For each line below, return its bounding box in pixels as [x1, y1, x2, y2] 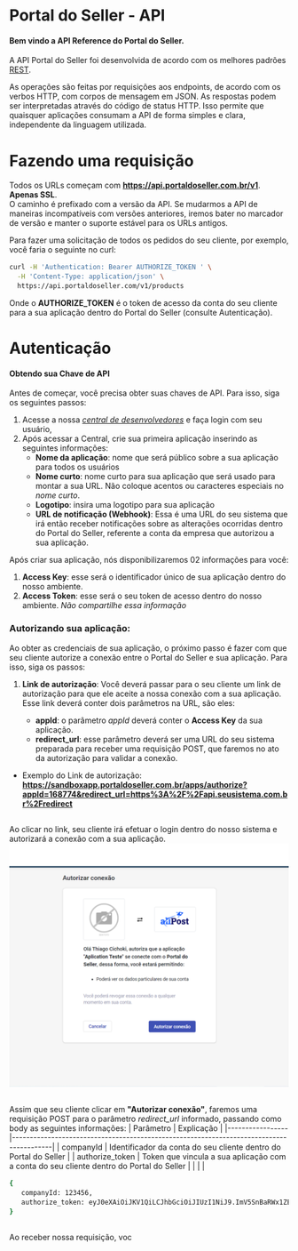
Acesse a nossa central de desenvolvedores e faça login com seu [21, 414, 263, 425]
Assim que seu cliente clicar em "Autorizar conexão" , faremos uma [9, 1104, 258, 1115]
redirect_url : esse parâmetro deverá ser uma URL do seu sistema [35, 734, 275, 744]
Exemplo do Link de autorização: [21, 770, 142, 781]
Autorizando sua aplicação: [9, 622, 131, 635]
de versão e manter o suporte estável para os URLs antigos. [9, 218, 229, 229]
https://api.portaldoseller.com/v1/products [17, 282, 184, 291]
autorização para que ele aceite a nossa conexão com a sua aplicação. [21, 688, 282, 699]
